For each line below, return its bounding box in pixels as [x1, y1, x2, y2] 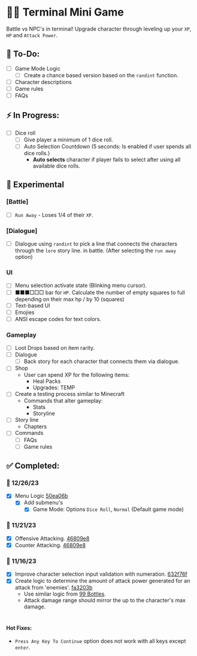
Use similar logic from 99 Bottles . [23, 590, 106, 598]
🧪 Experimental [6, 180, 65, 190]
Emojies [14, 309, 35, 316]
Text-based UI [14, 302, 51, 309]
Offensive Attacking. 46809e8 [14, 534, 90, 542]
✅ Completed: [6, 461, 60, 471]
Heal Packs [32, 377, 61, 385]
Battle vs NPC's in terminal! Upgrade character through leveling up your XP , [6, 25, 192, 32]
